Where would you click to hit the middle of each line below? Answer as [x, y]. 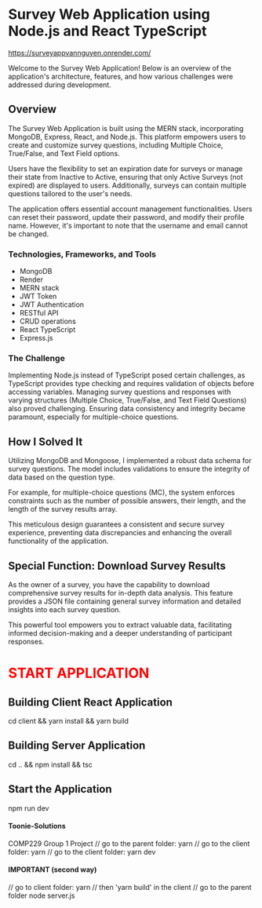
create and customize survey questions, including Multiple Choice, [116, 145]
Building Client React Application [90, 702]
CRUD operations [47, 321]
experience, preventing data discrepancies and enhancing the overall [120, 533]
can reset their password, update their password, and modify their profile [126, 217]
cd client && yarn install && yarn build [69, 720]
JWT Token [38, 297]
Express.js [36, 338]
